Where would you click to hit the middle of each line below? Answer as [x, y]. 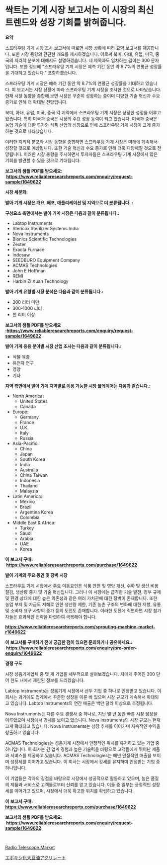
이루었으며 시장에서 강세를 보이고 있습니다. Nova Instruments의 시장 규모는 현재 [83, 720]
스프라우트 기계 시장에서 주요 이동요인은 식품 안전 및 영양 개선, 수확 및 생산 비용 [82, 586]
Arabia [27, 538]
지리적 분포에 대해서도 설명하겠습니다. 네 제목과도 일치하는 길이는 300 [82, 60]
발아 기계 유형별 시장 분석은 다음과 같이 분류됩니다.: [54, 291]
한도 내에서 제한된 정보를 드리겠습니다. [47, 680]
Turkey [27, 528]
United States [34, 401]
